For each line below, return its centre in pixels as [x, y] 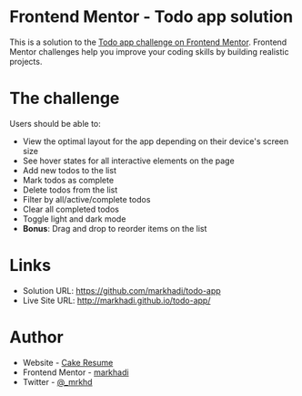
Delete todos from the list [70, 190]
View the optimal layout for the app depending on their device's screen [156, 141]
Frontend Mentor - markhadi [75, 372]
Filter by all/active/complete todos [86, 199]
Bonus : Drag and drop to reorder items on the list [115, 228]
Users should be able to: [55, 123]
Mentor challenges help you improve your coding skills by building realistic [149, 51]
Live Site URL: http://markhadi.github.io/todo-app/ [116, 300]
